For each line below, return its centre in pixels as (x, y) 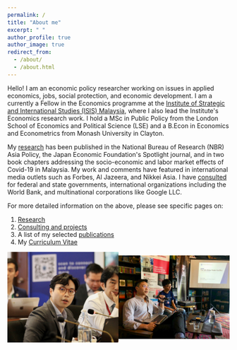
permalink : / (26, 15)
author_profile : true (39, 37)
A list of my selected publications (66, 234)
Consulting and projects (52, 227)
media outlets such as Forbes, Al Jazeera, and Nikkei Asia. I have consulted (117, 177)
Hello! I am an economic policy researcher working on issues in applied (111, 88)
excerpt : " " (26, 30)
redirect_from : (30, 52)
